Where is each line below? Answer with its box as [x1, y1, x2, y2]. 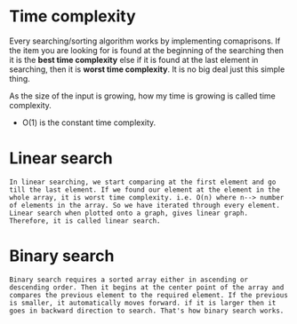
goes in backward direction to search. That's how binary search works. [9, 306, 285, 315]
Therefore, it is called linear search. [9, 216, 162, 225]
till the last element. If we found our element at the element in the [9, 185, 280, 194]
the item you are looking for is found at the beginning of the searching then [9, 44, 285, 55]
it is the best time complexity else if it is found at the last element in [9, 54, 259, 65]
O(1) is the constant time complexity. [21, 117, 157, 128]
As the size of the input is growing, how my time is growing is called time [9, 91, 276, 101]
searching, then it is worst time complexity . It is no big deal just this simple [9, 64, 285, 75]
